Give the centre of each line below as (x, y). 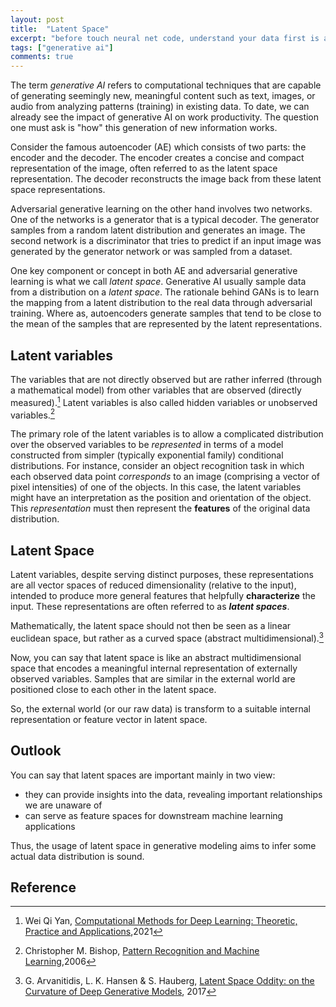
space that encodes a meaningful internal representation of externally (154, 668)
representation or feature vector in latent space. (109, 719)
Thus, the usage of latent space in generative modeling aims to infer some (163, 845)
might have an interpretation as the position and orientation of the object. (161, 498)
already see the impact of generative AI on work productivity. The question (165, 117)
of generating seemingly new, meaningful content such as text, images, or (163, 96)
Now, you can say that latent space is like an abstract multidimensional (156, 657)
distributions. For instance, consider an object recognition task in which (157, 466)
